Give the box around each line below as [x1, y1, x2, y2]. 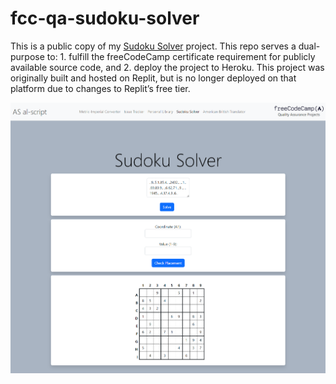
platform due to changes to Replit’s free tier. [10, 82, 191, 94]
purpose [10, 50, 45, 62]
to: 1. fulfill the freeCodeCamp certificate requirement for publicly [46, 50, 316, 62]
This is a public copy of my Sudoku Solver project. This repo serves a [10, 40, 297, 52]
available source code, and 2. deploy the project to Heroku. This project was [10, 61, 325, 73]
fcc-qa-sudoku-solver [10, 7, 200, 30]
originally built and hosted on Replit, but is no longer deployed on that [10, 72, 297, 84]
